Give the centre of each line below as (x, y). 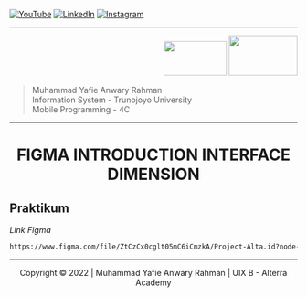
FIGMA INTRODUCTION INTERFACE (153, 155)
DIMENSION (153, 175)
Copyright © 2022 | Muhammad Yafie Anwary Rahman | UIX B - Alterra (153, 272)
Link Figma (31, 230)
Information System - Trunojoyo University (112, 100)
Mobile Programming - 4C (81, 109)
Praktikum (40, 208)
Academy (153, 282)
